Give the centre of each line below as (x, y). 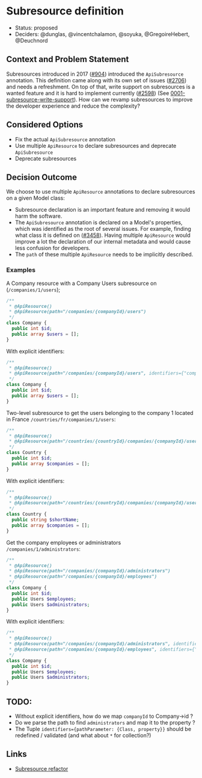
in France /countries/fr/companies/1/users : (61, 419)
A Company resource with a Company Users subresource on (81, 283)
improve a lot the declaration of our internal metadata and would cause (103, 242)
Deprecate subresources (46, 158)
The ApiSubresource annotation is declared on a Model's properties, (99, 222)
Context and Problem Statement (68, 59)
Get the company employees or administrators (64, 542)
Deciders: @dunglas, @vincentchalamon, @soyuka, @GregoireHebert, (102, 34)
